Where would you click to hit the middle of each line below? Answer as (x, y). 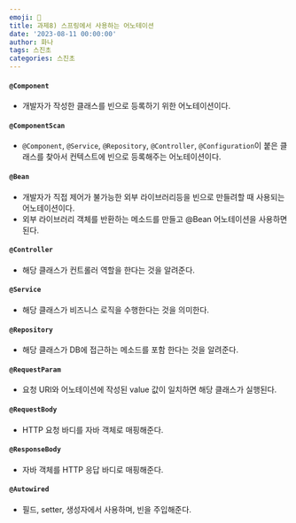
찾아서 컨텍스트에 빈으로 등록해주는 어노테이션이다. (133, 157)
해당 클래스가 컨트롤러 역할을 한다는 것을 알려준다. (108, 270)
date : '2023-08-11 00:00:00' (63, 34)
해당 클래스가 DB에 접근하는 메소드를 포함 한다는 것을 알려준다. (130, 350)
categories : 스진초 (42, 58)
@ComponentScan (37, 126)
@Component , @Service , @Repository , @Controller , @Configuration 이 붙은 (150, 146)
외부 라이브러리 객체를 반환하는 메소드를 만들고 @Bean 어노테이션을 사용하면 (155, 219)
